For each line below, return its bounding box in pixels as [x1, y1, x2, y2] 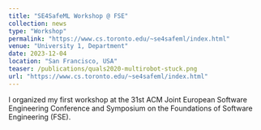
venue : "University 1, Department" [8, 42, 129, 50]
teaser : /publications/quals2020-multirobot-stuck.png [8, 65, 198, 73]
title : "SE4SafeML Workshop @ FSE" [8, 11, 129, 20]
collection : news [8, 19, 67, 28]
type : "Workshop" [8, 27, 67, 35]
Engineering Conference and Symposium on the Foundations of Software [8, 103, 253, 113]
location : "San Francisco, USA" [8, 58, 118, 66]
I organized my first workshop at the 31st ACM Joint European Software [8, 94, 247, 104]
